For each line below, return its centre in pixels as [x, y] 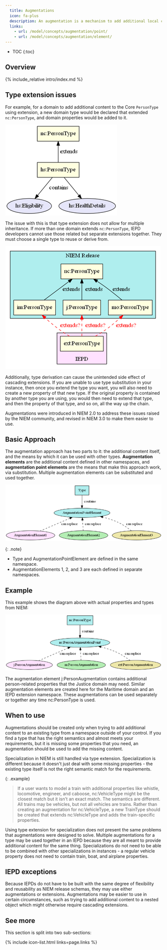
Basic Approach [30, 439]
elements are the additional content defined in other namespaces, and [78, 462]
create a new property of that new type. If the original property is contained [83, 393]
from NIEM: [17, 608]
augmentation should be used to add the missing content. [64, 749]
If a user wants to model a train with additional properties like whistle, [88, 788]
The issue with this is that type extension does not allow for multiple [75, 223]
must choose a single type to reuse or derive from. [57, 239]
